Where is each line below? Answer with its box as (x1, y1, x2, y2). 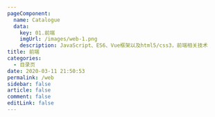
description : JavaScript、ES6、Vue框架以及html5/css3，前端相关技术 (19, 42, 208, 49)
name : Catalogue (13, 17, 60, 23)
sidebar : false (7, 81, 51, 87)
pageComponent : (7, 10, 51, 17)
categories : (7, 55, 42, 62)
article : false (7, 87, 51, 94)
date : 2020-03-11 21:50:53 (7, 67, 85, 74)
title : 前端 (7, 49, 40, 56)
